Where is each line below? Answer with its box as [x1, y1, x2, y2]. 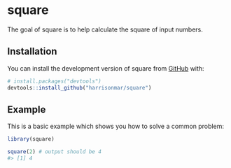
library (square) [7, 136, 55, 143]
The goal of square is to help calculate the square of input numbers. [7, 25, 203, 34]
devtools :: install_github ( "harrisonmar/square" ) [7, 84, 152, 91]
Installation [7, 45, 57, 57]
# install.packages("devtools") [7, 78, 101, 85]
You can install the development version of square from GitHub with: [7, 64, 204, 72]
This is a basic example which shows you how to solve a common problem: [7, 122, 224, 131]
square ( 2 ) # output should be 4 [7, 148, 101, 155]
